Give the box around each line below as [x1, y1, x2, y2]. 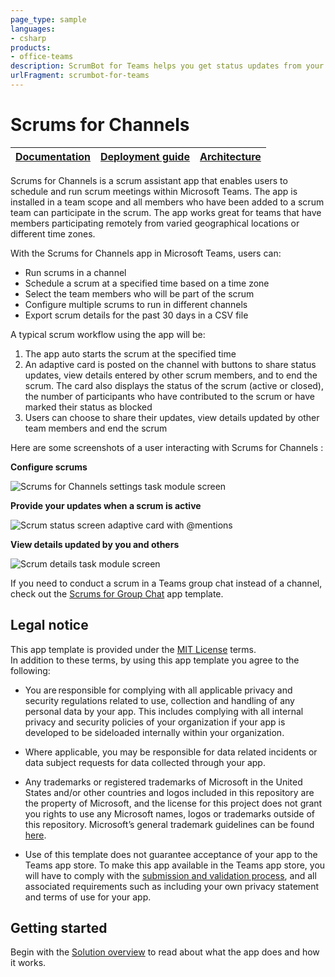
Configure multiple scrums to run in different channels [24, 298, 248, 310]
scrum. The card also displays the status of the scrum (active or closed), [24, 379, 324, 391]
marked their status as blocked [24, 401, 153, 413]
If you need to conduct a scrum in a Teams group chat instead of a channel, [10, 577, 323, 589]
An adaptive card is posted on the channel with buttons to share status [24, 358, 317, 370]
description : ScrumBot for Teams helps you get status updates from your [10, 61, 325, 71]
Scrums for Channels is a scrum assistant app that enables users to [10, 174, 288, 186]
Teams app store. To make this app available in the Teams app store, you [24, 859, 326, 871]
